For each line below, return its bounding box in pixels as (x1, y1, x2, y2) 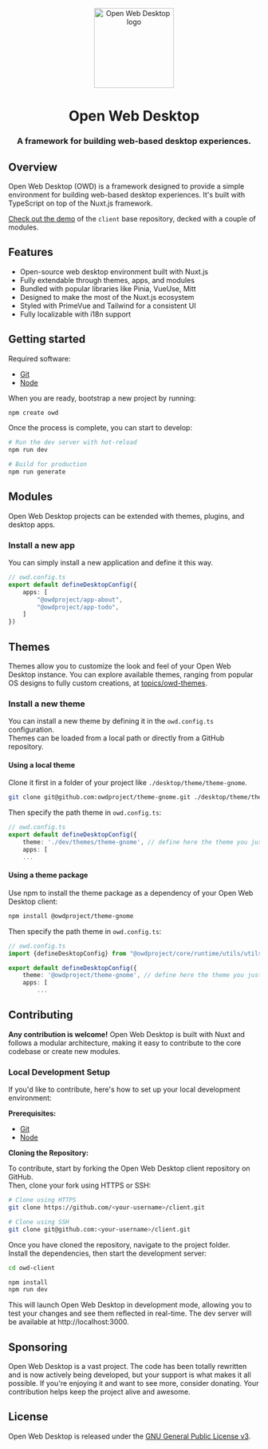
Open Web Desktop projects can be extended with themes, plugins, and (8, 511, 245, 521)
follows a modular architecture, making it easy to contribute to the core (8, 1038, 242, 1048)
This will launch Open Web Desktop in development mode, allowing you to (8, 1300, 252, 1310)
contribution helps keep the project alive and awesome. (8, 1387, 191, 1397)
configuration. (8, 724, 54, 735)
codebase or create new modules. (8, 1046, 121, 1056)
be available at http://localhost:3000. (8, 1317, 129, 1327)
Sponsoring (8, 1340, 68, 1354)
